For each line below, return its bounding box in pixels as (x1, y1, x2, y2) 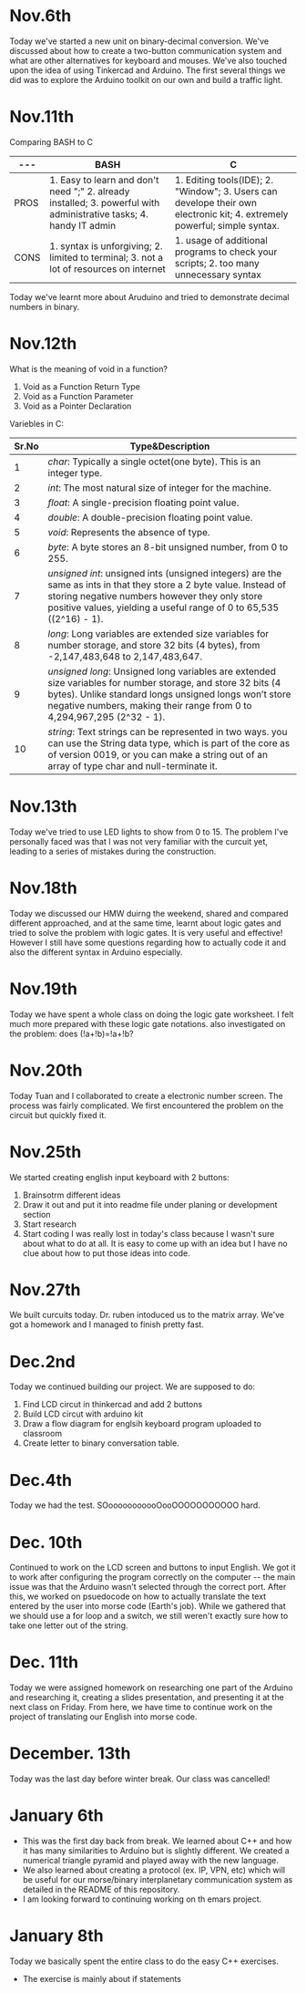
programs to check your (174, 245, 278, 258)
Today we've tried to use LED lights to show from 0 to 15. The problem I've (9, 826, 289, 837)
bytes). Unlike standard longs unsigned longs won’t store (47, 688, 291, 701)
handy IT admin (49, 219, 117, 232)
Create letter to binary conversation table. (22, 1438, 179, 1448)
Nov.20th (9, 1060, 83, 1081)
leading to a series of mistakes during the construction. (9, 846, 217, 856)
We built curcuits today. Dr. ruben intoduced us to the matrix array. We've (9, 1310, 285, 1321)
